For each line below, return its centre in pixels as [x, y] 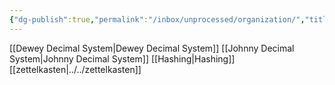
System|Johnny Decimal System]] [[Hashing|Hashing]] [122, 58]
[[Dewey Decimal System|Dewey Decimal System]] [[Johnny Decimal [152, 48]
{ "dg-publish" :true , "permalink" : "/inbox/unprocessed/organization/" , [157, 19]
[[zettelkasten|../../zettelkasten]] [75, 69]
